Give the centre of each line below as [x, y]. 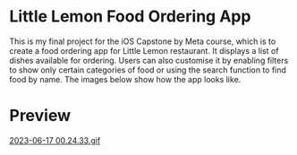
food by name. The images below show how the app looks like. [125, 79]
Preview [40, 116]
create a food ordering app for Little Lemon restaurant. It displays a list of [144, 50]
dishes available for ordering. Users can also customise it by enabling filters [149, 60]
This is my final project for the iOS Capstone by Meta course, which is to [143, 41]
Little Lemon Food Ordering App [130, 17]
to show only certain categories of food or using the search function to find [148, 70]
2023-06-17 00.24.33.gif [55, 140]
